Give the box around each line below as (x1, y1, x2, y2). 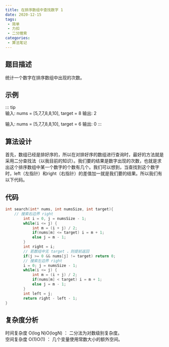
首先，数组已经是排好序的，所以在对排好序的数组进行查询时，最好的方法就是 (5, 152, 164, 158)
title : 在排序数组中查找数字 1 (5, 7, 63, 13)
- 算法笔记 (7, 40, 28, 45)
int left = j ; (23, 291, 53, 296)
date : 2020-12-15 (5, 12, 42, 17)
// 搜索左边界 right (23, 258, 63, 263)
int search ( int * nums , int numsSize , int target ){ (5, 207, 114, 212)
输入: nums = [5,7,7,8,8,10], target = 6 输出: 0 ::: (5, 121, 102, 127)
